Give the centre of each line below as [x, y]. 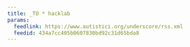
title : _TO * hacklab [39, 13]
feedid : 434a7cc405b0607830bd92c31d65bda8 [76, 33]
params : [19, 20]
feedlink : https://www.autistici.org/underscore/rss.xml [99, 26]
